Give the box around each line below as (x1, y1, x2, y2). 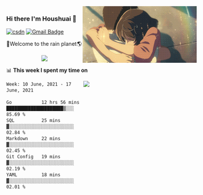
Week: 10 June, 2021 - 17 (6, 82, 71, 88)
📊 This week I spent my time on (6, 66, 88, 74)
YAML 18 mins (6, 172, 61, 178)
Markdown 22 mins (6, 136, 61, 142)
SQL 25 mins (6, 118, 61, 124)
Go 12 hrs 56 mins (6, 100, 80, 106)
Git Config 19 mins (6, 154, 61, 160)
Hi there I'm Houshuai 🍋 (6, 14, 77, 23)
